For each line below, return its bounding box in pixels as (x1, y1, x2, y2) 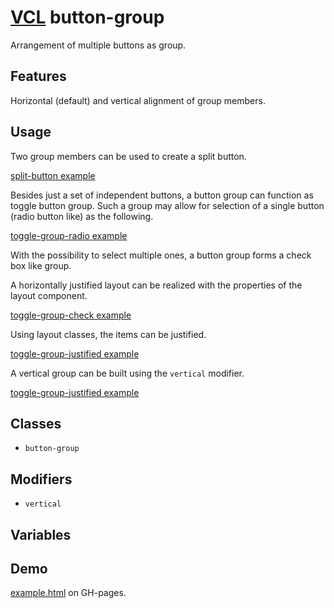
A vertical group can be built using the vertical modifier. (10, 367, 245, 379)
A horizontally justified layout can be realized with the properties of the (10, 279, 303, 291)
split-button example (10, 169, 96, 181)
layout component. (10, 289, 88, 301)
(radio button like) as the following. (10, 210, 154, 222)
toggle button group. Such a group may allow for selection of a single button (10, 199, 325, 211)
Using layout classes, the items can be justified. (10, 328, 207, 340)
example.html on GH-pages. (10, 587, 127, 599)
